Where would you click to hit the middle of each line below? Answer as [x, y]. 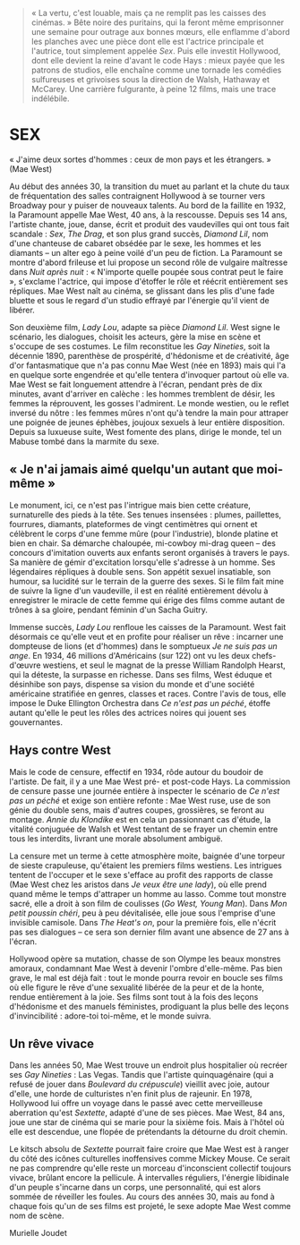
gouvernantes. [36, 722]
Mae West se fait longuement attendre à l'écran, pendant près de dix [136, 384]
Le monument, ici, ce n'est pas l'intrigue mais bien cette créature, [130, 505]
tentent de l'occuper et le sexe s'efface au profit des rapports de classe [141, 874]
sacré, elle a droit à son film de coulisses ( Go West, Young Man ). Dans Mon [148, 903]
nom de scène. [37, 1215]
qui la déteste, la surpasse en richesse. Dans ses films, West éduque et [141, 674]
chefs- [264, 655]
